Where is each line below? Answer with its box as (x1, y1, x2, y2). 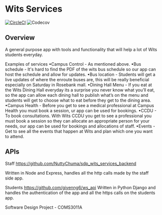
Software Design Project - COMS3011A (5, 204, 83, 210)
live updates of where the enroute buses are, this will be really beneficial (5, 76, 149, 82)
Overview (5, 34, 35, 42)
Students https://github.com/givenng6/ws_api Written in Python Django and (5, 184, 156, 190)
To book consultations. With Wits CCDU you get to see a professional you (5, 113, 152, 119)
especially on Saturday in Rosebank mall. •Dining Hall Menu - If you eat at (5, 82, 152, 88)
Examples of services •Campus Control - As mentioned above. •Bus (5, 61, 141, 67)
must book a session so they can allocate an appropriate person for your (5, 118, 150, 124)
